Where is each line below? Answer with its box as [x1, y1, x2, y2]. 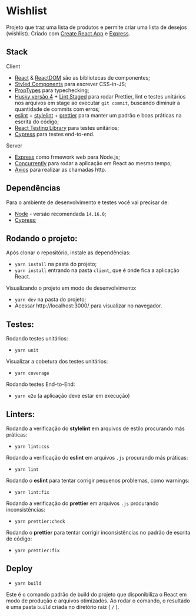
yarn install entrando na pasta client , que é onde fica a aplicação [14, 267, 180, 274]
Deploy [6, 563, 33, 574]
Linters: [6, 409, 35, 420]
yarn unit [14, 348, 39, 353]
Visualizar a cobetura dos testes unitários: [6, 358, 108, 365]
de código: [6, 535, 32, 542]
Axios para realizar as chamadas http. [14, 166, 107, 173]
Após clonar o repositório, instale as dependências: [6, 249, 131, 256]
